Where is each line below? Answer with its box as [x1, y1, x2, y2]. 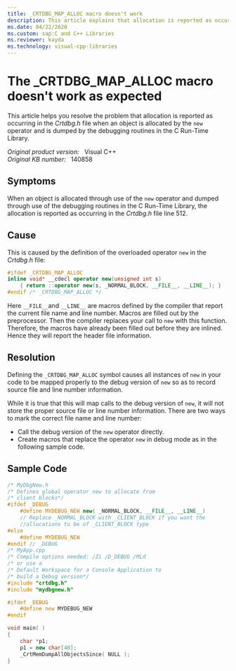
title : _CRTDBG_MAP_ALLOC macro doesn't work [7, 10, 143, 18]
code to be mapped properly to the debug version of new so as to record [7, 378, 216, 386]
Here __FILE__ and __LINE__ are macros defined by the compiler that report [7, 302, 223, 310]
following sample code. [17, 442, 86, 451]
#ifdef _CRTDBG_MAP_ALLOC [7, 269, 83, 276]
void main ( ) [7, 625, 46, 632]
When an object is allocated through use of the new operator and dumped [7, 194, 219, 203]
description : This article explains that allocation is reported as [7, 17, 212, 24]
